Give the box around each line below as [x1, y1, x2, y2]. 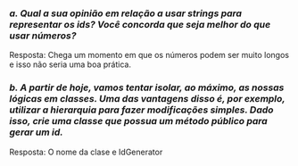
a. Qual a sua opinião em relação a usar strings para [9, 7, 243, 20]
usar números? [9, 29, 77, 42]
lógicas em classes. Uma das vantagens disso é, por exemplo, [9, 93, 286, 105]
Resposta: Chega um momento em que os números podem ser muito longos [9, 50, 290, 61]
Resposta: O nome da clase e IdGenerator [9, 146, 163, 157]
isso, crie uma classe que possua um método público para [9, 115, 268, 128]
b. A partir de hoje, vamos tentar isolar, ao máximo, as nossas [9, 81, 285, 94]
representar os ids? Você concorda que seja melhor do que [9, 18, 271, 30]
